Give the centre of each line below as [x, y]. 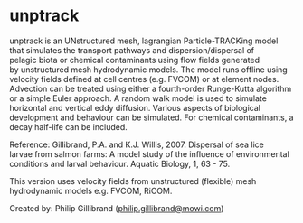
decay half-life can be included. [69, 126]
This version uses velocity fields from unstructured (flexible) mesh [133, 181]
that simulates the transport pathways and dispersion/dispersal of [132, 50]
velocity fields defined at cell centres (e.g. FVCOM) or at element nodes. [144, 79]
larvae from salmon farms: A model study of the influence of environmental [149, 153]
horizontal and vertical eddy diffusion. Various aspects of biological [135, 107]
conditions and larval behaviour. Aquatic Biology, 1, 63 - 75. [120, 163]
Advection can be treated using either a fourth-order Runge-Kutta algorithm [151, 88]
